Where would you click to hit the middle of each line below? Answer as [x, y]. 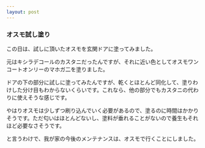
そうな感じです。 [49, 97]
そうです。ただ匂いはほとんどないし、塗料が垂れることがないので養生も [97, 118]
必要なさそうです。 [41, 125]
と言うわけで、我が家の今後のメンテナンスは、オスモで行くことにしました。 [103, 138]
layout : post [23, 12]
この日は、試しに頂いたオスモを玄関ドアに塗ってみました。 [81, 49]
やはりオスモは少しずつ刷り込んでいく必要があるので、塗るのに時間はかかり [102, 110]
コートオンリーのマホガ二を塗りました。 [57, 69]
